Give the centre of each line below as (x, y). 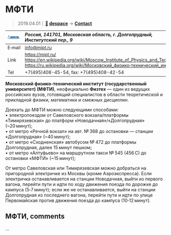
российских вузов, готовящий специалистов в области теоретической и (84, 94)
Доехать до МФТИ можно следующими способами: (62, 110)
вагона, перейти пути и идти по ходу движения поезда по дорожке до (82, 184)
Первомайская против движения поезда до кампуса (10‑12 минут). (78, 200)
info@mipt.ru (38, 47)
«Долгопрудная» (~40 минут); (38, 137)
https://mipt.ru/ (40, 54)
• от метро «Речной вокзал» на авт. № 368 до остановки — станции (79, 131)
